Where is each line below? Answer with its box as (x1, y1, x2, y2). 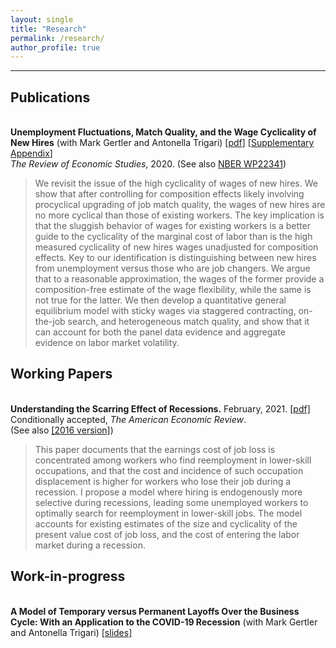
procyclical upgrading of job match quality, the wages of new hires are (34, 199, 326, 211)
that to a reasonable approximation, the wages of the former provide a (34, 273, 325, 285)
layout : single (10, 14, 74, 25)
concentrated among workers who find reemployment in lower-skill (34, 454, 312, 466)
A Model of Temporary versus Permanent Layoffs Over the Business (10, 605, 300, 617)
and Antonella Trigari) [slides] (10, 626, 133, 638)
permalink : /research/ (10, 33, 105, 43)
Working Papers (10, 366, 113, 383)
